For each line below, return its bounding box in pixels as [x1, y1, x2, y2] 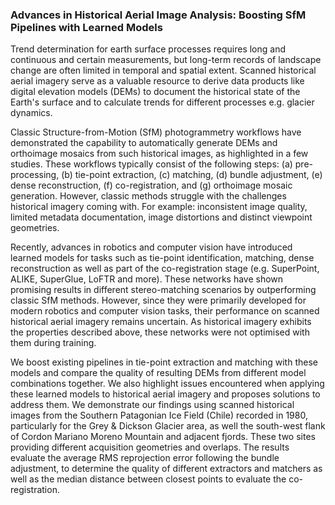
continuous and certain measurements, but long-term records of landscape [10, 54, 322, 66]
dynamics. [10, 107, 53, 119]
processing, [10, 169, 60, 181]
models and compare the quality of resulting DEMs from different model [10, 367, 307, 379]
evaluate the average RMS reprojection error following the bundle [10, 452, 280, 464]
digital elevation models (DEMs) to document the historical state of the [10, 86, 301, 98]
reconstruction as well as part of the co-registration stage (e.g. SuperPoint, [10, 263, 320, 275]
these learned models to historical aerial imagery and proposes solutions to [10, 388, 321, 400]
